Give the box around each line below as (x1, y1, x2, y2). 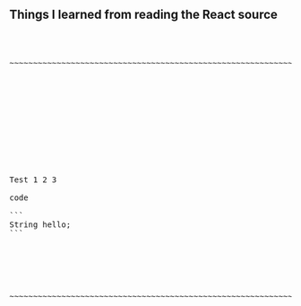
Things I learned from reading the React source (9, 7, 278, 22)
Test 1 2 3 (9, 174, 57, 185)
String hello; (9, 219, 72, 230)
